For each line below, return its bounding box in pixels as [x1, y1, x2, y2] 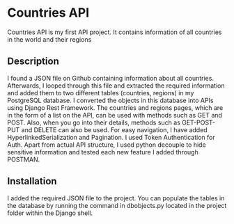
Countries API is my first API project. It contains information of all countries [7, 28, 222, 36]
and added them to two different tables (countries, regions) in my [7, 88, 194, 97]
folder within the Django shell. [7, 209, 93, 217]
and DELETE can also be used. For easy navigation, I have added [21, 125, 208, 134]
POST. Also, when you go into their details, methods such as [7, 118, 181, 127]
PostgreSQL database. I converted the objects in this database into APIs [7, 96, 214, 104]
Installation [7, 175, 57, 187]
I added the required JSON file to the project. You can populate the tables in [7, 193, 225, 202]
